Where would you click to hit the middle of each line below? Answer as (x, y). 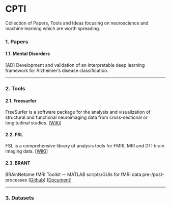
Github (37, 180)
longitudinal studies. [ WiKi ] (34, 123)
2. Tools (15, 88)
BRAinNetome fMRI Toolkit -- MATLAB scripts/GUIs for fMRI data (73, 174)
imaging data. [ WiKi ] (27, 151)
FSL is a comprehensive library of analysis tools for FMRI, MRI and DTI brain (85, 146)
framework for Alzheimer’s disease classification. (57, 71)
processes (16, 180)
